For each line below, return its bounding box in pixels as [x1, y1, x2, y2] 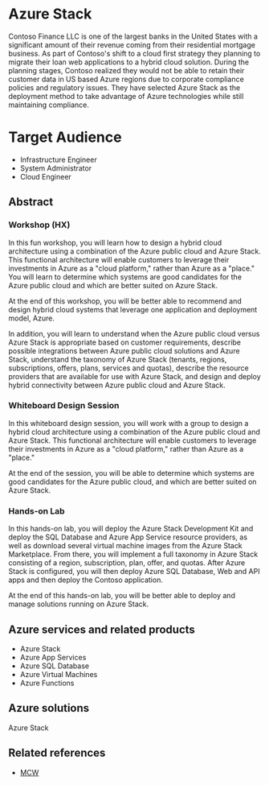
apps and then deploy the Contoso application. [8, 575, 163, 585]
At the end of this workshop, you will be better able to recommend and [8, 295, 243, 306]
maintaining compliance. [8, 100, 90, 109]
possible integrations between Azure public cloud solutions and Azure [8, 345, 240, 355]
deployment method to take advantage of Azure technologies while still [8, 91, 244, 101]
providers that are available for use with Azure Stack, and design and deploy [8, 371, 261, 381]
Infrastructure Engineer [19, 155, 98, 164]
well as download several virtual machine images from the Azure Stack [8, 541, 243, 551]
